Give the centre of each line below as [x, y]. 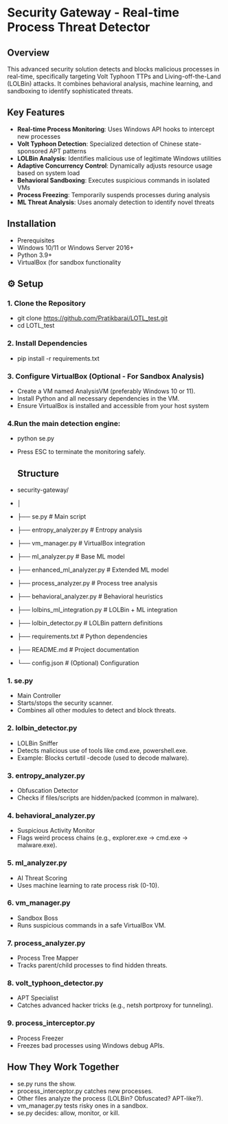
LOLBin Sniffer [37, 743]
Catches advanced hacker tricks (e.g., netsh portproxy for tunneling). [115, 1005]
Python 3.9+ [35, 255]
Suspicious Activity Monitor [56, 831]
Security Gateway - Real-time [93, 13]
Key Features [36, 112]
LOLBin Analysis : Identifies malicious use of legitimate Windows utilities [119, 158]
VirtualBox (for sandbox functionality [69, 262]
